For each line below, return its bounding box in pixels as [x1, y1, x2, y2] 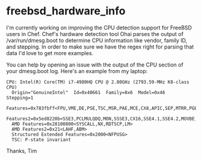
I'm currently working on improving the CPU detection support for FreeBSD [6, 24, 192, 31]
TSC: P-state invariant [11, 137, 71, 143]
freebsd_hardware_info [6, 4, 126, 18]
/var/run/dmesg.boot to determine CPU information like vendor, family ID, [6, 37, 188, 44]
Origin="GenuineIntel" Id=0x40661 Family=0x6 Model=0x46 [11, 89, 165, 95]
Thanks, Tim [6, 147, 37, 154]
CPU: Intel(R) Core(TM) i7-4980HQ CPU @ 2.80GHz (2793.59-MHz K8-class [6, 79, 189, 85]
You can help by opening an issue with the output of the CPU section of [6, 61, 183, 68]
